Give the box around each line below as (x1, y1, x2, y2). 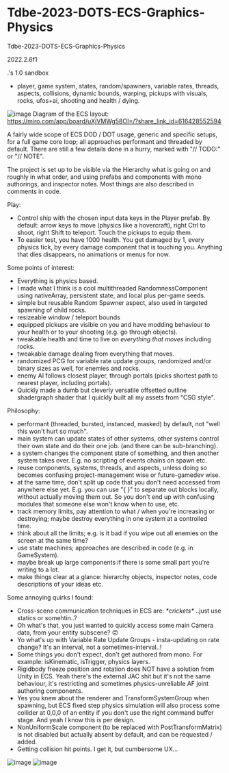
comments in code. (7, 187, 62, 195)
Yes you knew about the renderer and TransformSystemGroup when (16, 694, 210, 702)
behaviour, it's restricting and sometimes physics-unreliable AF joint (16, 679, 209, 687)
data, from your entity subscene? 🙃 (16, 628, 118, 637)
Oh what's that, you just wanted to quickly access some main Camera (16, 621, 214, 629)
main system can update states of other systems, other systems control (16, 434, 219, 443)
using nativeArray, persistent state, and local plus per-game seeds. (16, 291, 206, 299)
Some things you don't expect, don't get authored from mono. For (16, 650, 203, 659)
